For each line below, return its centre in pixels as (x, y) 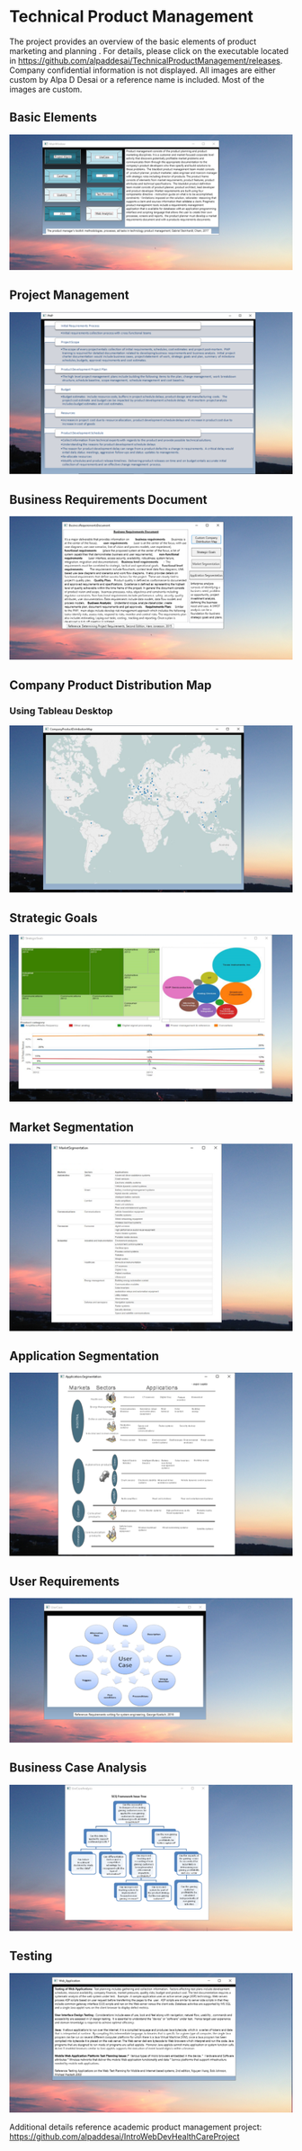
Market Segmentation (72, 1127)
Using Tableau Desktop (61, 711)
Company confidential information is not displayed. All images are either (142, 70)
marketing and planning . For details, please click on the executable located (149, 50)
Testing (31, 1956)
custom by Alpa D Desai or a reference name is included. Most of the (137, 79)
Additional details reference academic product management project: (136, 2127)
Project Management (69, 296)
